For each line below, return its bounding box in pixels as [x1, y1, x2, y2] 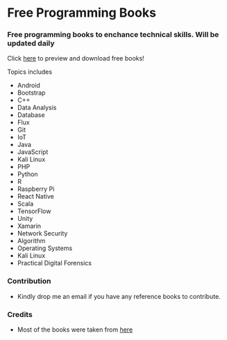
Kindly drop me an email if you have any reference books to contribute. [17, 292, 221, 300]
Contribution [7, 277, 51, 286]
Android [17, 82, 40, 90]
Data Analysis [17, 103, 57, 112]
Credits [7, 309, 33, 319]
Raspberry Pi [17, 185, 55, 193]
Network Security [17, 229, 68, 238]
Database [17, 111, 45, 119]
